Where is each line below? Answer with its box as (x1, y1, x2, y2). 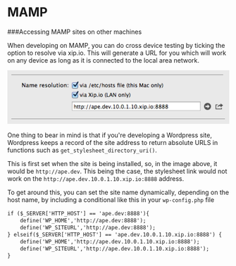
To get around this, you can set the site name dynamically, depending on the (7, 188, 230, 196)
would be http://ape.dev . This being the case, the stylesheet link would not (7, 167, 228, 175)
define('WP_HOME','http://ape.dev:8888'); (20, 217, 147, 224)
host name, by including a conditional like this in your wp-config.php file (7, 195, 215, 204)
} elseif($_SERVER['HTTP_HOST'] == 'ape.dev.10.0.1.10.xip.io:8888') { (7, 231, 222, 238)
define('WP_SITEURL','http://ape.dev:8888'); (20, 224, 156, 231)
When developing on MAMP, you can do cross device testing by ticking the (7, 41, 225, 49)
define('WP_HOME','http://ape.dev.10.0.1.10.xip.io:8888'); (20, 238, 200, 245)
